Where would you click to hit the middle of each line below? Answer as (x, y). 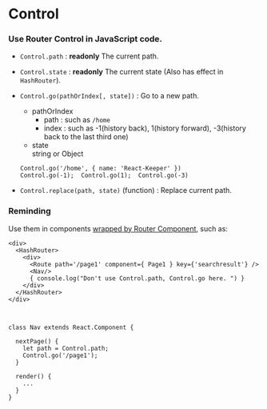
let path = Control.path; (66, 348)
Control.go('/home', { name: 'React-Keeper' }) (100, 169)
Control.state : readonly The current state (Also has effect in (122, 72)
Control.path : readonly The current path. (89, 56)
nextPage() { (37, 341)
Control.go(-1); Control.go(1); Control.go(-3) (104, 176)
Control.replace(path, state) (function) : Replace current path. (126, 190)
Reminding (30, 211)
